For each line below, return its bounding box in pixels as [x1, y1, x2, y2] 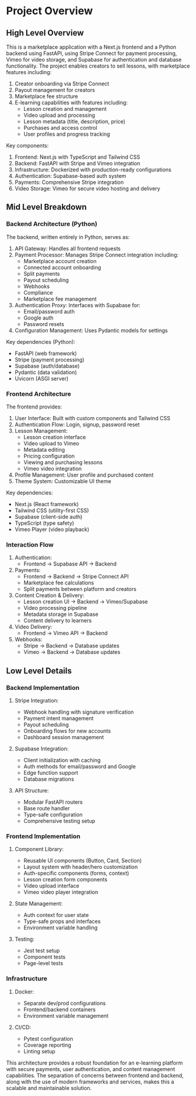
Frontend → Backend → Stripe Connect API [23, 573, 129, 580]
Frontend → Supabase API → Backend [23, 560, 117, 567]
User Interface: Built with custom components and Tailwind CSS [14, 414, 171, 421]
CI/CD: [14, 1024, 31, 1031]
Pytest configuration [23, 1035, 73, 1042]
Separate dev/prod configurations [23, 999, 106, 1006]
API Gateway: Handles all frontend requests [14, 245, 121, 252]
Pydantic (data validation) [14, 369, 77, 376]
